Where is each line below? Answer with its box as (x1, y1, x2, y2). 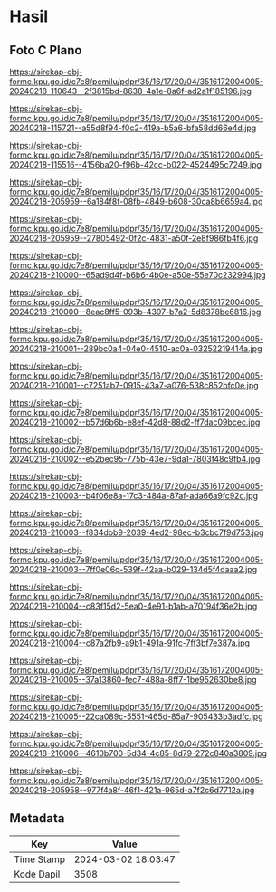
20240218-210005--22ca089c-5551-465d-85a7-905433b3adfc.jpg (9, 711, 263, 722)
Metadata (9, 810, 65, 826)
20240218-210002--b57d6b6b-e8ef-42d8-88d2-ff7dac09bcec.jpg (9, 417, 261, 427)
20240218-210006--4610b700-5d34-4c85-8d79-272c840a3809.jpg (9, 748, 267, 758)
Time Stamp (14, 853, 66, 866)
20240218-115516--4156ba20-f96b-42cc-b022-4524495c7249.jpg (9, 159, 262, 169)
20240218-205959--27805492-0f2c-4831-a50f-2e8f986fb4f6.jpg (9, 233, 259, 244)
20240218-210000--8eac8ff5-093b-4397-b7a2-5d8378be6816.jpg (9, 306, 262, 317)
